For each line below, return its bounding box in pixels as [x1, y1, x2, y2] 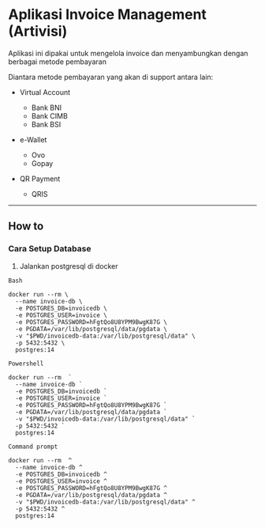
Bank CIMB [31, 111, 69, 120]
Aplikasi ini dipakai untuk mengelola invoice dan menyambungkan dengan [8, 48, 248, 58]
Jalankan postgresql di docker [19, 261, 118, 270]
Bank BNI [31, 103, 62, 112]
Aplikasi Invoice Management [8, 6, 207, 24]
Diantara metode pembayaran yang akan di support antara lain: [8, 72, 214, 81]
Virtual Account [19, 87, 71, 96]
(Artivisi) [8, 22, 68, 40]
